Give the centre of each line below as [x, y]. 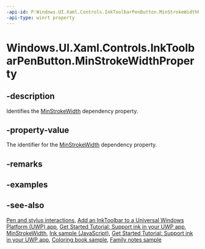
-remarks [24, 164]
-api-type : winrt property [41, 18]
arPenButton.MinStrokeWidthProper [100, 61]
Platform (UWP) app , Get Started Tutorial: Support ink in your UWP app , [96, 226]
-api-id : [17, 12]
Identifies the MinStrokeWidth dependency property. [72, 111]
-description [31, 96]
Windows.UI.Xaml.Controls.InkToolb [101, 48]
